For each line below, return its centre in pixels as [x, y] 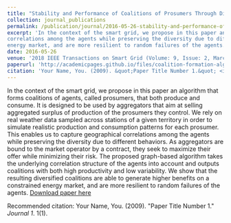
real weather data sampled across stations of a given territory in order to [110, 119]
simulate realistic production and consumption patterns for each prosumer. [113, 127]
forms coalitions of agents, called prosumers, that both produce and [104, 97]
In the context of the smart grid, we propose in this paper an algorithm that [113, 91]
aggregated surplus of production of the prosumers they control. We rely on [114, 112]
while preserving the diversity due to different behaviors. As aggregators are [115, 141]
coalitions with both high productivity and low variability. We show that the [112, 171]
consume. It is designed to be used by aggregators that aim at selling [105, 105]
